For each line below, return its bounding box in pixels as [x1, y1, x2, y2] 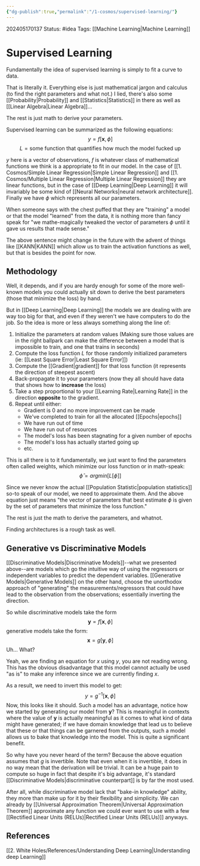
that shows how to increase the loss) [14, 382, 106, 389]
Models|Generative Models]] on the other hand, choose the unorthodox [6, 578, 182, 585]
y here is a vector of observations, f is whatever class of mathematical [6, 156, 179, 163]
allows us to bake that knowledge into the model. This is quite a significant [6, 733, 189, 741]
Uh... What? [6, 646, 35, 653]
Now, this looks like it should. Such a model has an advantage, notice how [6, 701, 188, 708]
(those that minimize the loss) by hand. [6, 295, 102, 302]
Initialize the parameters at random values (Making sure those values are [14, 331, 194, 338]
